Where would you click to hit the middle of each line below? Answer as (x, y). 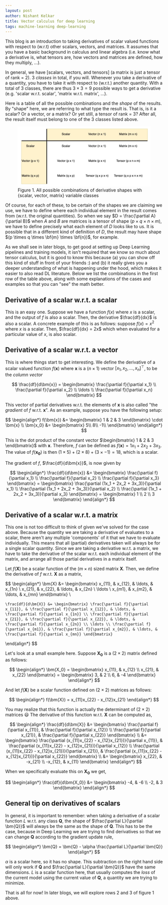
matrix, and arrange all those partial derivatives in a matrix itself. (71, 559)
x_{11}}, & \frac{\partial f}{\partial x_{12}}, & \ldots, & (70, 609)
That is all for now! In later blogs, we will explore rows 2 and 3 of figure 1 (79, 892)
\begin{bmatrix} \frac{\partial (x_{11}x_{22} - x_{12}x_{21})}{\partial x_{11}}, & (84, 741)
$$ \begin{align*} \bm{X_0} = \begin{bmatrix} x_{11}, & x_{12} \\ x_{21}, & (84, 670)
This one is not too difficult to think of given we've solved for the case (77, 527)
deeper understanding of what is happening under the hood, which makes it (83, 268)
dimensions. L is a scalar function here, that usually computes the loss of (80, 872)
